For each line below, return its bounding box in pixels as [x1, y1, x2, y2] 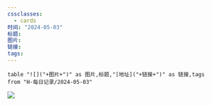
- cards [14, 17, 37, 24]
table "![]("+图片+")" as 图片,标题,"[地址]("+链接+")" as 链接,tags [7, 70, 205, 78]
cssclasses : [7, 10, 43, 18]
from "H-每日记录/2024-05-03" [7, 78, 92, 85]
